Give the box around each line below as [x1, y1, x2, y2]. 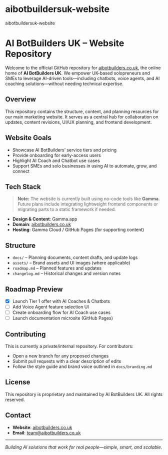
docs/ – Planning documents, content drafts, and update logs [12, 254, 138, 260]
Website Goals [5, 133, 51, 142]
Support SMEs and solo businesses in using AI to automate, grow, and [12, 162, 157, 168]
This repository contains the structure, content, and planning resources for [5, 108, 159, 114]
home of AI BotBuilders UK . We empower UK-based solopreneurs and [5, 70, 150, 76]
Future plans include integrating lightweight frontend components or [17, 201, 158, 207]
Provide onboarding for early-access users [12, 152, 101, 158]
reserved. [5, 396, 25, 402]
